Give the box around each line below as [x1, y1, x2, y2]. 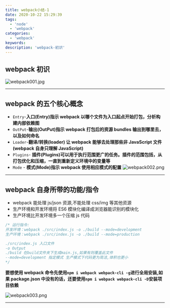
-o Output [5, 246, 26, 251]
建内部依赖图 [12, 120, 39, 126]
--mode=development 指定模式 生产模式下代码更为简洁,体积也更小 [5, 255, 129, 260]
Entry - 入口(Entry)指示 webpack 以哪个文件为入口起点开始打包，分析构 [12, 114, 161, 120]
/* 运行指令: [5, 223, 30, 228]
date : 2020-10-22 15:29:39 [5, 12, 62, 17]
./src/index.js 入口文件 [5, 241, 55, 246]
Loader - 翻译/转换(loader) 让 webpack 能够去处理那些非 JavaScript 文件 [12, 139, 162, 145]
